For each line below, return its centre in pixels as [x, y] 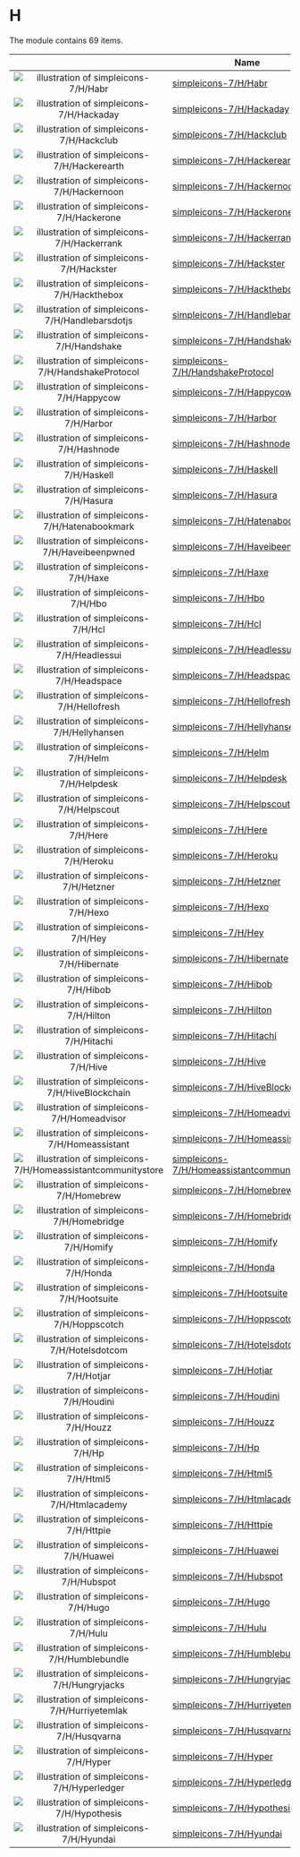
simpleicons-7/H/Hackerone [233, 211]
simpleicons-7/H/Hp [216, 1447]
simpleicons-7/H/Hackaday [231, 108]
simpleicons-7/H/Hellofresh [232, 701]
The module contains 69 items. [66, 40]
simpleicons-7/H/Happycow [233, 392]
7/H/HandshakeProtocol [223, 372]
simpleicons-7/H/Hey [219, 932]
